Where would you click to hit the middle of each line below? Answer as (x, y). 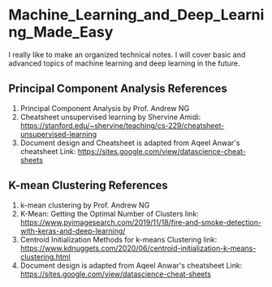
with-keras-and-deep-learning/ (73, 231)
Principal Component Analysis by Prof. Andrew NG (105, 108)
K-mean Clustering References (88, 185)
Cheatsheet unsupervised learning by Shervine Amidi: (110, 117)
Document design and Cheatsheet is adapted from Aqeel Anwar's (130, 143)
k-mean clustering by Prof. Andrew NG (85, 205)
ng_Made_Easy (61, 32)
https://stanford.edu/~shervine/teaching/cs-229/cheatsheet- (122, 125)
